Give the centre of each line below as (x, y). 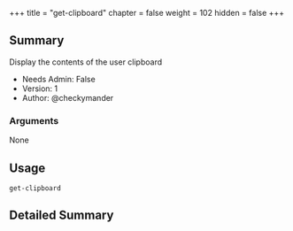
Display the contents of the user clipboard (86, 62)
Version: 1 (40, 89)
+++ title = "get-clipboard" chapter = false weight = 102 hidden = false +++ (147, 13)
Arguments (34, 120)
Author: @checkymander (68, 97)
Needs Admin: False (58, 79)
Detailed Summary (62, 216)
